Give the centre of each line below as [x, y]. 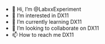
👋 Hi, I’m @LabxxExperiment [46, 9]
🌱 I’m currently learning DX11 [47, 22]
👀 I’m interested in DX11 [40, 15]
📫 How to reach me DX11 [43, 35]
